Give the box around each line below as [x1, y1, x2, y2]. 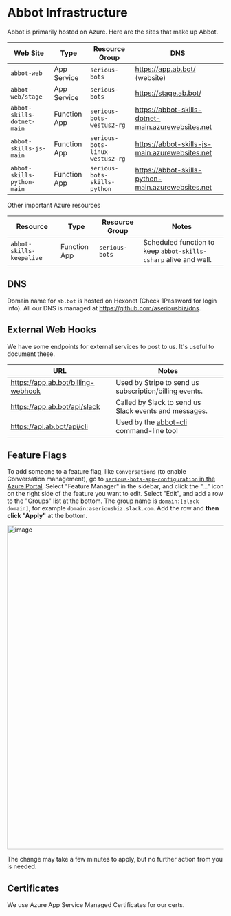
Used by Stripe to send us [115, 377, 199, 387]
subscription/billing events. [115, 386, 203, 396]
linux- [90, 148, 112, 156]
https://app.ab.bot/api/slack [10, 401, 100, 411]
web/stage [10, 92, 43, 101]
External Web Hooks [7, 324, 96, 336]
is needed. [7, 862, 37, 870]
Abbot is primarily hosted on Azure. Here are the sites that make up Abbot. [7, 28, 219, 36]
